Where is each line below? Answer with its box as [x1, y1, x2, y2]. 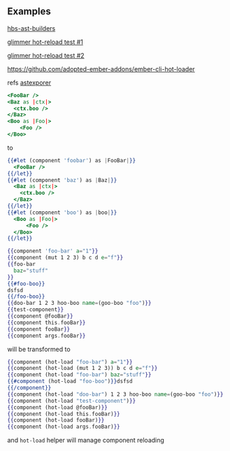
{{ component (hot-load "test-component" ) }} [7, 397, 136, 404]
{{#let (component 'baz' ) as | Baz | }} [7, 176, 117, 184]
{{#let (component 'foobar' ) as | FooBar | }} [7, 157, 136, 164]
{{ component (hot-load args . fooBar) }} [7, 423, 120, 431]
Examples [7, 6, 51, 17]
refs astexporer [7, 78, 52, 87]
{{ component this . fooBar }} [7, 319, 86, 326]
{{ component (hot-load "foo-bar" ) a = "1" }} [7, 358, 133, 366]
